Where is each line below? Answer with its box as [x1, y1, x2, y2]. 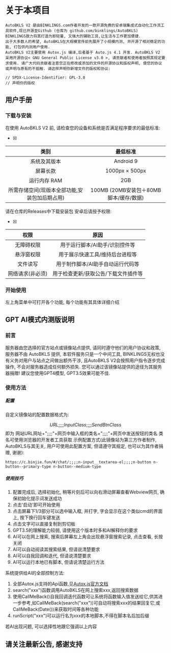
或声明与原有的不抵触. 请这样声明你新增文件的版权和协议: [5, 66, 111, 71]
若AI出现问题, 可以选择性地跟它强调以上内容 [5, 623, 97, 630]
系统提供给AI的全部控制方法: [5, 570, 65, 576]
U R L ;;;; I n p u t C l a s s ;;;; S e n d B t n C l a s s [49, 422, 122, 428]
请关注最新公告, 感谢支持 [5, 640, 83, 648]
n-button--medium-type [53, 464, 101, 469]
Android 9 [113, 158, 138, 165]
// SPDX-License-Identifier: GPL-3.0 [5, 75, 85, 80]
